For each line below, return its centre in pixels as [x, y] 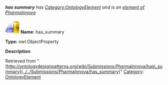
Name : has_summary [42, 32]
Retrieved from [21, 61]
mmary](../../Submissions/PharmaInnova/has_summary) [63, 71]
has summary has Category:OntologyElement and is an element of [75, 7]
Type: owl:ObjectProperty [32, 41]
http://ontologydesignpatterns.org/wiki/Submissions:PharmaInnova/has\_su [85, 66]
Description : [18, 51]
